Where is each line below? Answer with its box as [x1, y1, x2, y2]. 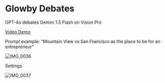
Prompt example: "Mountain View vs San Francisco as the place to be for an [5, 38, 161, 44]
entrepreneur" [5, 43, 34, 49]
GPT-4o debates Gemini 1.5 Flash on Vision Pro [5, 19, 102, 25]
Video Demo [5, 29, 31, 35]
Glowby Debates [5, 3, 75, 14]
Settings [5, 63, 22, 69]
